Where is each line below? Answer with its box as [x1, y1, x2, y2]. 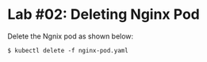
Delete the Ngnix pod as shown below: [7, 31, 134, 41]
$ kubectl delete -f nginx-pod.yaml [7, 46, 128, 54]
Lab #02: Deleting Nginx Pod [7, 5, 200, 24]
